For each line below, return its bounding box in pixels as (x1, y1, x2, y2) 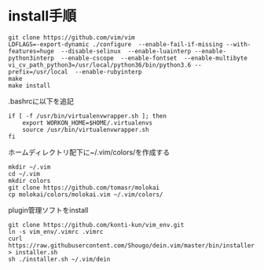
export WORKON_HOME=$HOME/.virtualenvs (22, 119, 153, 126)
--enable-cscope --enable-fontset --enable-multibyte (60, 54, 247, 62)
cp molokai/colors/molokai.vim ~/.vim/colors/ (8, 190, 163, 199)
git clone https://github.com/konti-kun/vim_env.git (8, 221, 185, 228)
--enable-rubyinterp (75, 67, 143, 75)
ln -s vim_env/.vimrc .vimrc (8, 228, 104, 235)
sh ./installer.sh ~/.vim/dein (8, 255, 111, 263)
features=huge (8, 47, 55, 55)
